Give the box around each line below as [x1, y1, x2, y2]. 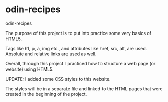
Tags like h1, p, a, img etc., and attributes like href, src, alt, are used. [5, 45, 147, 51]
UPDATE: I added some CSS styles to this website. [5, 76, 111, 82]
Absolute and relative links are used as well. [5, 51, 97, 57]
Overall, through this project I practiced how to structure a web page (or [5, 60, 156, 66]
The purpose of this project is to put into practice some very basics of [5, 30, 151, 36]
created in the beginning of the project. [5, 91, 87, 97]
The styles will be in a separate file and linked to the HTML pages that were [5, 85, 163, 92]
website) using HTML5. [5, 66, 54, 72]
